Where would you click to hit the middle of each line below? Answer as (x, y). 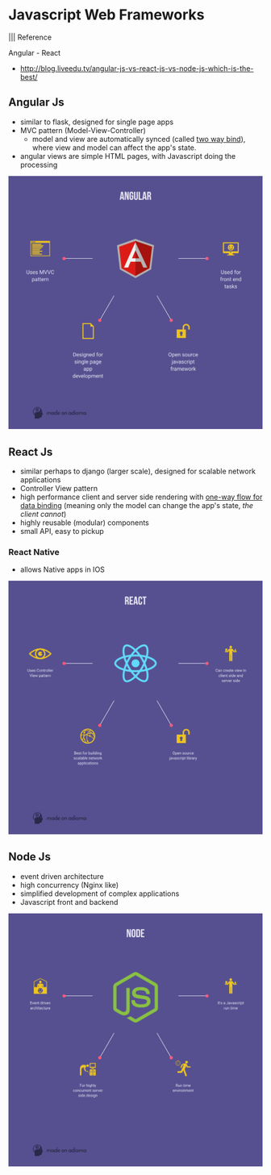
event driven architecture (62, 876)
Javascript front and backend (69, 902)
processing (39, 165)
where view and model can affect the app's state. (114, 148)
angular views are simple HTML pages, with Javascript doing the (128, 156)
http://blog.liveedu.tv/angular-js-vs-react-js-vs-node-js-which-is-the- (137, 68)
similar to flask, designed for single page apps (97, 122)
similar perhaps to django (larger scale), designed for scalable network (138, 471)
